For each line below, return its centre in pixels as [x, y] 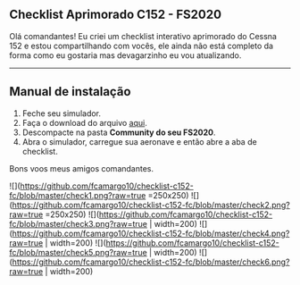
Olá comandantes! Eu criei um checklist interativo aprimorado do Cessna [143, 36]
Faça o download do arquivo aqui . [84, 122]
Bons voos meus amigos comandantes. [82, 168]
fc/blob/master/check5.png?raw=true [78, 252]
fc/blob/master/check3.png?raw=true [78, 223]
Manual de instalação [70, 92]
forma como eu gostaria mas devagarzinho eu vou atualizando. [125, 55]
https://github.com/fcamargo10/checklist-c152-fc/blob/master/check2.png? [151, 205]
